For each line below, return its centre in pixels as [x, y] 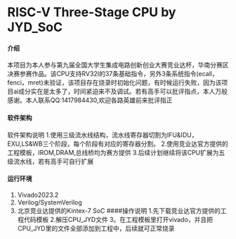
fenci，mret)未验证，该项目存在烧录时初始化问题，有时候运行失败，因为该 [114, 82]
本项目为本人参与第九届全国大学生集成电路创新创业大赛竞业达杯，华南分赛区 [118, 65]
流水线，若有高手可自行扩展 [53, 161]
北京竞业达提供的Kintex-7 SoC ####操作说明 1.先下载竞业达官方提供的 [119, 210]
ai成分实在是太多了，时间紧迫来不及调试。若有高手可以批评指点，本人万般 [120, 92]
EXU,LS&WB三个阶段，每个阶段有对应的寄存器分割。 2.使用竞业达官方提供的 [118, 143]
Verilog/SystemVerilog [50, 202]
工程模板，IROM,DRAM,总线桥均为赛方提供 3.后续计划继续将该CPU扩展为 [113, 152]
